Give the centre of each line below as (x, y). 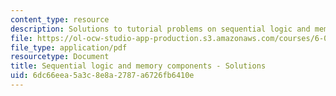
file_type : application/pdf (69, 47)
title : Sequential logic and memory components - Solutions (138, 66)
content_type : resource (60, 19)
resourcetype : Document (60, 57)
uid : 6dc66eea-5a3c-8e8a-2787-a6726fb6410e (102, 76)
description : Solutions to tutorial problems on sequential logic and (160, 29)
